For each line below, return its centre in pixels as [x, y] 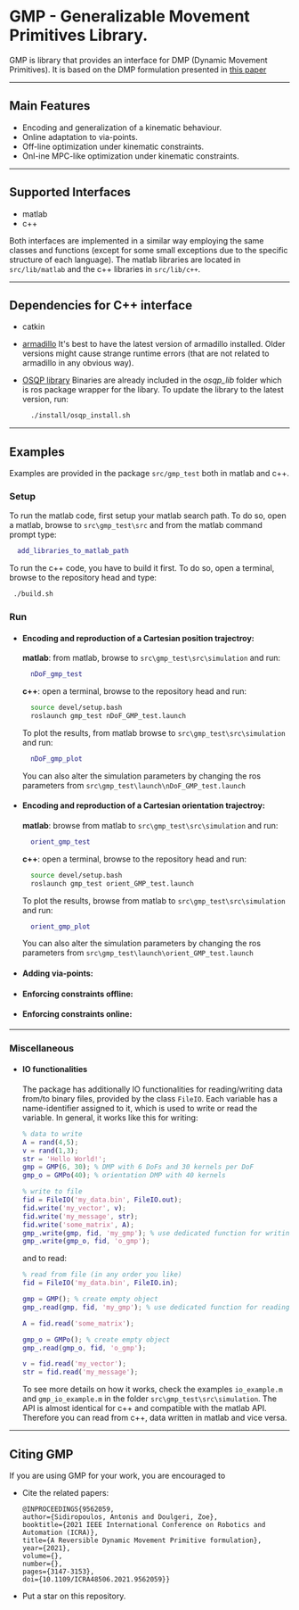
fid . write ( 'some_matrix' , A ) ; [78, 1225]
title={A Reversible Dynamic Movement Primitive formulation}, [142, 1540]
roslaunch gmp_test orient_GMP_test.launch [112, 883]
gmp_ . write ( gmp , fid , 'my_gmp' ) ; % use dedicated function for [142, 1233]
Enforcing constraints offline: [77, 994]
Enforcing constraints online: [77, 1014]
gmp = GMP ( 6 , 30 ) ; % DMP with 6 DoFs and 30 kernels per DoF [138, 1167]
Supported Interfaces [70, 192]
